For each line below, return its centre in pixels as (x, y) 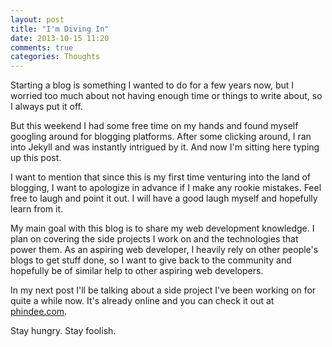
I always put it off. (46, 107)
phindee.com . (39, 312)
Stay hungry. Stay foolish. (63, 331)
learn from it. (37, 209)
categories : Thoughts (55, 57)
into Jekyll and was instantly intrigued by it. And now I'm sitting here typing (165, 147)
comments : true (42, 47)
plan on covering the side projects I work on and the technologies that (154, 239)
